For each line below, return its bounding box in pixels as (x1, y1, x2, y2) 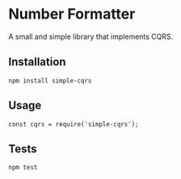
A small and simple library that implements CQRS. (8, 32, 174, 41)
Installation (8, 55, 66, 69)
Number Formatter (8, 5, 136, 23)
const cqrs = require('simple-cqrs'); (8, 120, 139, 128)
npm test (8, 164, 38, 172)
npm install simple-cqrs (8, 76, 92, 85)
